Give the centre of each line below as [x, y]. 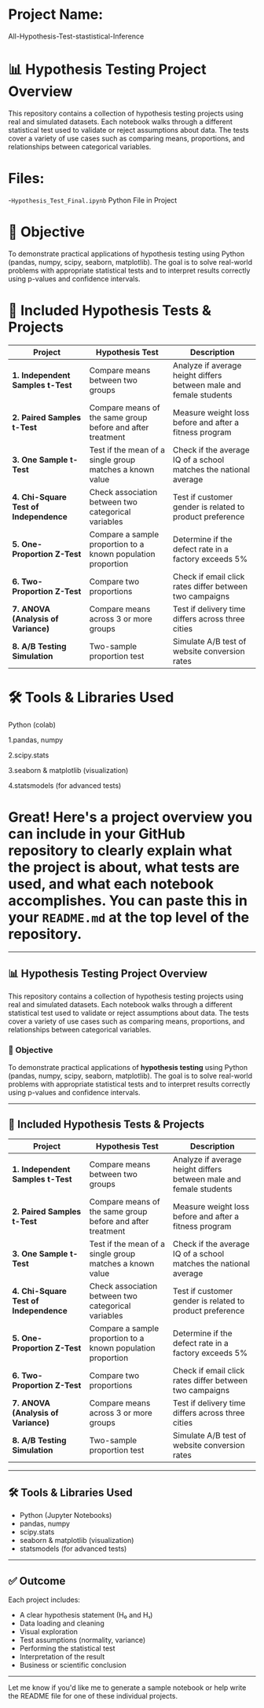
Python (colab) [32, 724]
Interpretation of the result [62, 1657]
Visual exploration [49, 1632]
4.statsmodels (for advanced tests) [65, 785]
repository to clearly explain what [120, 850]
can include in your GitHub [97, 834]
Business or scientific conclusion [73, 1665]
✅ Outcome [37, 1581]
